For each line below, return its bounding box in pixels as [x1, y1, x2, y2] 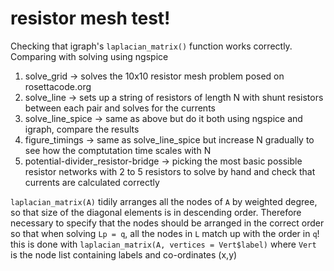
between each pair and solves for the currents [24, 102, 216, 114]
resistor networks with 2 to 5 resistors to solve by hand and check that [24, 165, 316, 177]
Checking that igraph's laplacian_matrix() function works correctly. [10, 40, 293, 52]
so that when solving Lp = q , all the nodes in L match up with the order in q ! [10, 227, 320, 239]
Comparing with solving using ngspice [10, 50, 169, 62]
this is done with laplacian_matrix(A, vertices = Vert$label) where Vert [10, 238, 317, 250]
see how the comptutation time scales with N [24, 144, 212, 156]
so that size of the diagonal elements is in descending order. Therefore [10, 206, 302, 218]
